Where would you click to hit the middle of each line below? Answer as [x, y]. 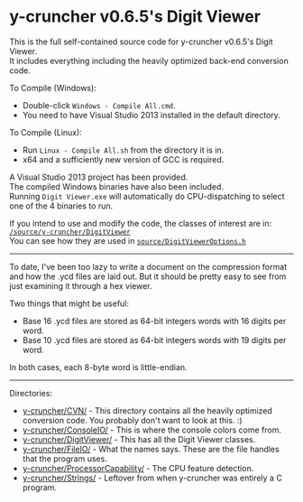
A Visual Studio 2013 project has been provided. [99, 177]
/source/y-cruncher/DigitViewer [70, 232]
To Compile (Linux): [46, 132]
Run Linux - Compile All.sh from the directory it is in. [123, 150]
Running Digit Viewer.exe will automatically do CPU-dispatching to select [147, 196]
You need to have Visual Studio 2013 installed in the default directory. [151, 115]
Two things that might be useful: [69, 303]
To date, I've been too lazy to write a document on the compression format [148, 266]
